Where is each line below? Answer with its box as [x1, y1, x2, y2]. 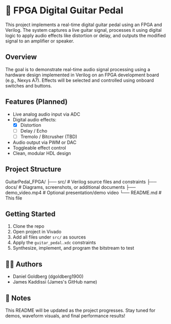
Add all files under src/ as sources [12, 234, 86, 240]
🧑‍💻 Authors [5, 260, 42, 268]
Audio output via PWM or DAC [12, 139, 77, 145]
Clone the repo [12, 223, 45, 229]
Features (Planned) [5, 97, 68, 106]
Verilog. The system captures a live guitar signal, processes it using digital [5, 27, 162, 33]
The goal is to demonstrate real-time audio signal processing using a [5, 66, 150, 72]
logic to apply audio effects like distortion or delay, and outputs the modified [5, 32, 166, 38]
